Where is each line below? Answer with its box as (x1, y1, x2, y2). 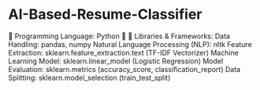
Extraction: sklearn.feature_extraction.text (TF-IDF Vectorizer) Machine (8, 48, 239, 57)
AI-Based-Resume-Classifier (8, 5, 202, 23)
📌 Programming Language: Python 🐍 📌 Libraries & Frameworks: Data (8, 31, 231, 41)
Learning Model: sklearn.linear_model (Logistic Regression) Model (8, 56, 224, 66)
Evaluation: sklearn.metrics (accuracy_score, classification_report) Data (8, 64, 241, 74)
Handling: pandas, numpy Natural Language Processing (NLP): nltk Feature (8, 39, 252, 49)
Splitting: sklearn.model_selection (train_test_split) (8, 73, 171, 82)
